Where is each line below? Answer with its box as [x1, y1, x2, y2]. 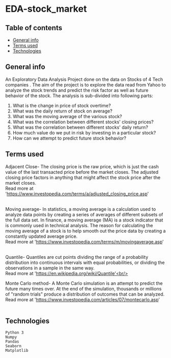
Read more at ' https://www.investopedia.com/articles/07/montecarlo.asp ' [5, 296, 160, 302]
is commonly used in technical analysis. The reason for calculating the [5, 222, 153, 228]
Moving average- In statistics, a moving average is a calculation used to [5, 206, 156, 212]
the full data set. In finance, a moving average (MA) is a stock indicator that [5, 217, 163, 223]
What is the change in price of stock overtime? [12, 102, 111, 108]
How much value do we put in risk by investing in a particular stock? [12, 129, 156, 136]
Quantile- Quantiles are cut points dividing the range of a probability [5, 254, 149, 260]
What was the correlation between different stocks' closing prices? [12, 119, 154, 125]
